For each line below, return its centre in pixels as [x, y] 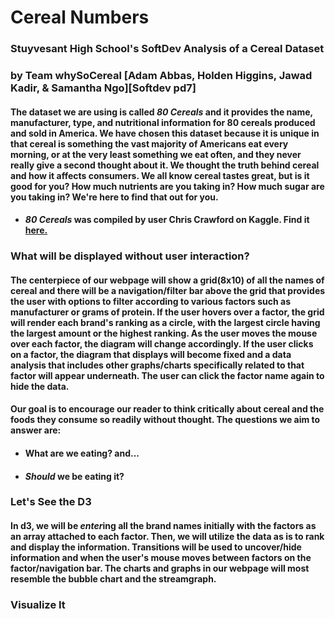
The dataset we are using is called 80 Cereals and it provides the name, [161, 112]
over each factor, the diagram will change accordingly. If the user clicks [162, 343]
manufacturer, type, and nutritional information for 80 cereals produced [163, 122]
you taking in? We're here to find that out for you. [114, 197]
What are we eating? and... [82, 453]
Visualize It [38, 604]
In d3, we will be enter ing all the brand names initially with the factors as [163, 526]
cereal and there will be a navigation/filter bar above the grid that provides [168, 290]
